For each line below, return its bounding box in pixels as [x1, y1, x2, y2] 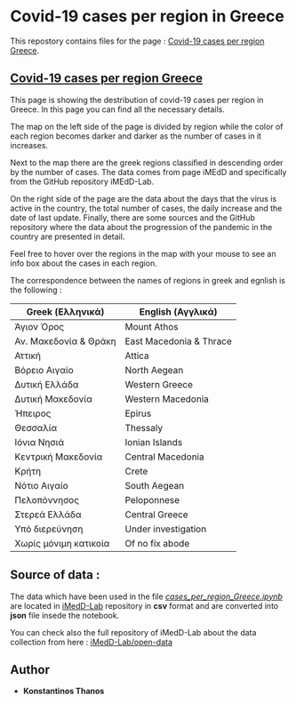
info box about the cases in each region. [10, 258, 158, 268]
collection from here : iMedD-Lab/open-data [10, 636, 172, 647]
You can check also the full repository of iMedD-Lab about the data [10, 627, 257, 637]
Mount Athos [124, 320, 179, 332]
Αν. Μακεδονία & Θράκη [14, 335, 116, 348]
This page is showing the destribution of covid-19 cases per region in [10, 94, 264, 105]
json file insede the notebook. [10, 610, 120, 620]
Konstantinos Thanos [22, 686, 105, 697]
